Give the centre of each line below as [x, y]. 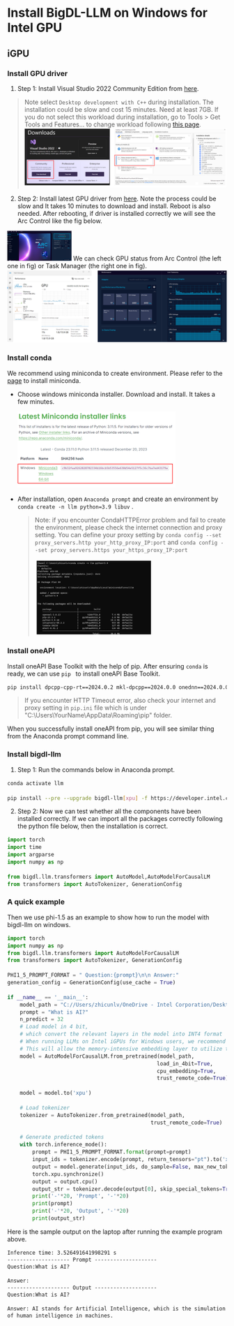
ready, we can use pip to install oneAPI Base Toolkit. [84, 673]
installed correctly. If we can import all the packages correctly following [120, 819]
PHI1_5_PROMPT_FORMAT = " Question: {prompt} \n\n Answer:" [93, 975]
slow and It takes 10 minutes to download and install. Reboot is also [114, 206]
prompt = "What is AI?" [54, 1012]
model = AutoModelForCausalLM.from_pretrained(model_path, [107, 1056]
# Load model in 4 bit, [54, 1027]
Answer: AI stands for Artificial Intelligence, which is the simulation [117, 1309]
